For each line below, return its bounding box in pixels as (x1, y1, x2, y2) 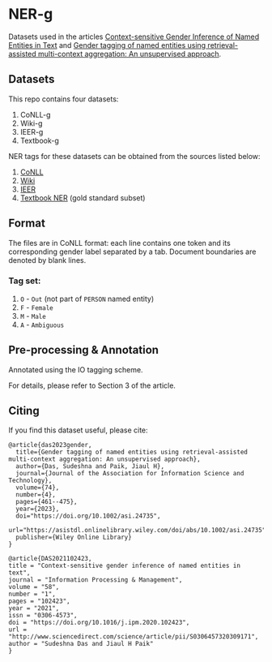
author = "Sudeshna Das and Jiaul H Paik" (8, 640, 154, 648)
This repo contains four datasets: (8, 94, 119, 104)
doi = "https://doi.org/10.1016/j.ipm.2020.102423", (8, 618, 190, 627)
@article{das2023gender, (8, 441, 92, 449)
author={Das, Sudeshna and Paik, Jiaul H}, (15, 462, 164, 471)
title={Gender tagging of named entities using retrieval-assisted (15, 448, 249, 457)
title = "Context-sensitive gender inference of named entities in (8, 561, 241, 570)
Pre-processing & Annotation (8, 343, 159, 357)
